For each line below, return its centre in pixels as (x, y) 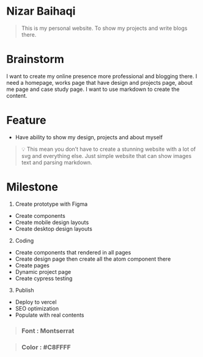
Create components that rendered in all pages (73, 252)
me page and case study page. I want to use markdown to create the (93, 89)
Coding (24, 240)
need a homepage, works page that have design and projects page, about (99, 82)
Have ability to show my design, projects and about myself (89, 137)
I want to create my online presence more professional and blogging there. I (102, 76)
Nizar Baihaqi (41, 11)
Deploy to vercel (36, 302)
